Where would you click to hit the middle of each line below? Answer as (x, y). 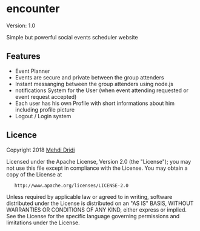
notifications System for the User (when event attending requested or (102, 90)
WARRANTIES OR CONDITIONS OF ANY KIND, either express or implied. (96, 209)
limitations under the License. (43, 223)
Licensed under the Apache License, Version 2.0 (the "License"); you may (99, 161)
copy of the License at (34, 174)
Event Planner (32, 71)
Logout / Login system (43, 116)
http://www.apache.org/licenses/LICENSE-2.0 (72, 186)
